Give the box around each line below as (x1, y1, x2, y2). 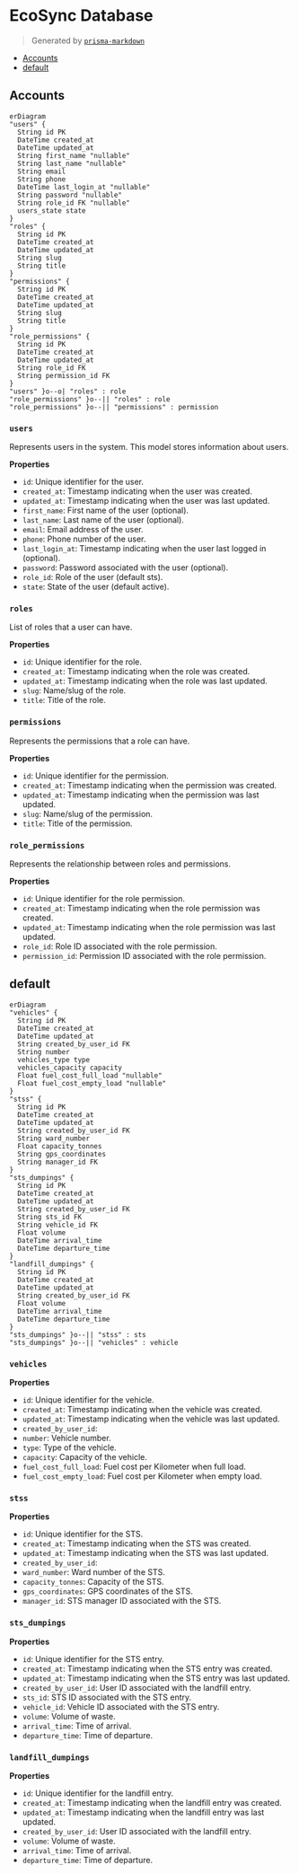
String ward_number (17, 1133, 91, 1143)
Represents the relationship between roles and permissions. (9, 858, 232, 869)
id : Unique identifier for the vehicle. (22, 1395, 154, 1405)
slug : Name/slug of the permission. (22, 808, 154, 819)
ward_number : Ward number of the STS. (22, 1567, 166, 1578)
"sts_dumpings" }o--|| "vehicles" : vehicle (9, 1338, 179, 1347)
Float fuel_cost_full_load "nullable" (17, 1070, 163, 1080)
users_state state (17, 206, 87, 216)
